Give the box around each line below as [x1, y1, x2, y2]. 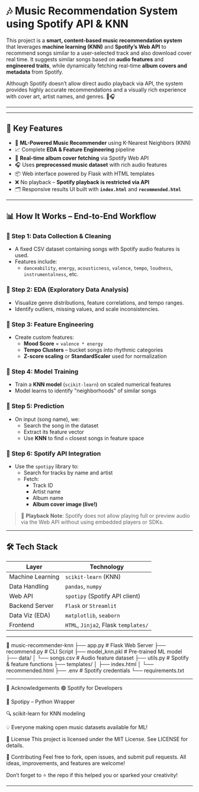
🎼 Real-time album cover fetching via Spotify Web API [14, 154, 149, 161]
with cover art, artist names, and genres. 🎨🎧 [6, 93, 115, 100]
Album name [32, 494, 64, 501]
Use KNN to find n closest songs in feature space [23, 435, 144, 442]
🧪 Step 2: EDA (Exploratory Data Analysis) [6, 286, 129, 294]
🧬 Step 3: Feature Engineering [6, 320, 94, 328]
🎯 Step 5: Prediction [6, 402, 65, 410]
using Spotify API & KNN [6, 17, 129, 31]
